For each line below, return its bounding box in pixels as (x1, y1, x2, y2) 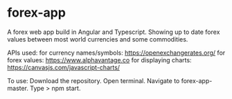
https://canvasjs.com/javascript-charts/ (7, 63, 120, 71)
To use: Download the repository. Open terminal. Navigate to (7, 76, 180, 84)
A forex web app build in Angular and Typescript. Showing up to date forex (7, 28, 220, 36)
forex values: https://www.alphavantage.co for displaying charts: (7, 55, 192, 64)
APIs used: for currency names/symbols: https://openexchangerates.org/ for (7, 48, 226, 57)
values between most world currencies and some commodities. (7, 35, 188, 43)
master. (7, 84, 29, 92)
